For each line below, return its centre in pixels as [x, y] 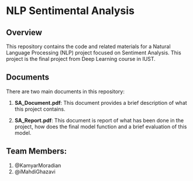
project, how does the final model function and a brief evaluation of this [101, 127]
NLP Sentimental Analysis [70, 11]
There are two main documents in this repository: [65, 91]
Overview [24, 33]
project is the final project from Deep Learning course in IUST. [81, 59]
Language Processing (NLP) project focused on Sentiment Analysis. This [94, 53]
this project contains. [40, 109]
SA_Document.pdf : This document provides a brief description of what [101, 103]
